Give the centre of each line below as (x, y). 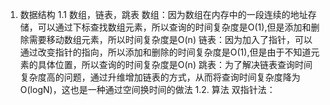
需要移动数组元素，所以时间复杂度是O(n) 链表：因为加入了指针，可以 (170, 39)
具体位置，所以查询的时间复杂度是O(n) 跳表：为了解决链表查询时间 (175, 64)
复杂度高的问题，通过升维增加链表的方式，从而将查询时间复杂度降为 (160, 77)
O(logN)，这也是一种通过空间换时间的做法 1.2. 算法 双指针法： (147, 89)
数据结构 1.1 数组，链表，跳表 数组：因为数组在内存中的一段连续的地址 (163, 14)
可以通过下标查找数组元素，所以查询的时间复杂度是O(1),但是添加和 (174, 27)
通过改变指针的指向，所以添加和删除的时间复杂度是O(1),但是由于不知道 (165, 52)
